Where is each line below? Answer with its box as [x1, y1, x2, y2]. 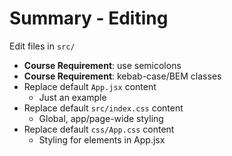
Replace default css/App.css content [23, 123, 175, 135]
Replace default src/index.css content [23, 102, 184, 114]
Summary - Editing [9, 7, 169, 30]
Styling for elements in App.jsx [38, 133, 166, 146]
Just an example [38, 91, 107, 103]
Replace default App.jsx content [23, 80, 157, 92]
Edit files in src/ [9, 40, 76, 52]
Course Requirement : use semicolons [23, 59, 182, 71]
